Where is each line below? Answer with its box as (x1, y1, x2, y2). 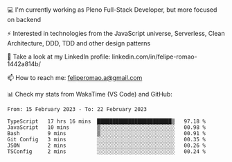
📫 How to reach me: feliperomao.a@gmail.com (7, 74, 143, 81)
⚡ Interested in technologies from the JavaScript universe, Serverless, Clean (7, 30, 225, 37)
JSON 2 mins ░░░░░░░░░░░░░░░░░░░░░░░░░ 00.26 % (7, 142, 206, 149)
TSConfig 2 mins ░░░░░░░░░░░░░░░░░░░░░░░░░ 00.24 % (7, 148, 206, 155)
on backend (7, 16, 42, 23)
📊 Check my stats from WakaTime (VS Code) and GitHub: (7, 90, 173, 98)
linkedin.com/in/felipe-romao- (111, 52, 197, 61)
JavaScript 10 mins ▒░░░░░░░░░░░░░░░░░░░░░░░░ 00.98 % (7, 124, 206, 131)
